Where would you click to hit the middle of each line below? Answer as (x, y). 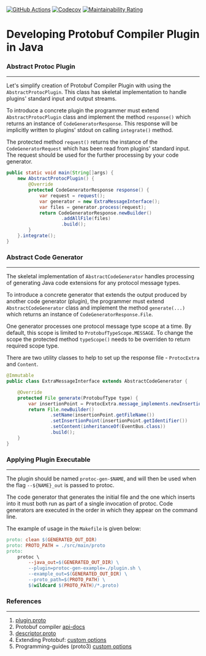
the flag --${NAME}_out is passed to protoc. (60, 485)
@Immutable (20, 376)
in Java (25, 48)
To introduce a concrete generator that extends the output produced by (97, 295)
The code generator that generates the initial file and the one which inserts (101, 497)
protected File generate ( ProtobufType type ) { (78, 398)
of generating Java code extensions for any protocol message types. (93, 283)
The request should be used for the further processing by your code (93, 155)
